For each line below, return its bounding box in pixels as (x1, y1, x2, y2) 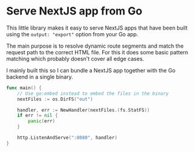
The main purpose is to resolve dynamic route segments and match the (6, 42, 184, 49)
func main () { (6, 84, 42, 91)
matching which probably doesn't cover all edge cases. (6, 55, 144, 62)
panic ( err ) (28, 118, 56, 124)
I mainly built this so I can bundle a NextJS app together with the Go (6, 66, 176, 74)
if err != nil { (17, 113, 59, 119)
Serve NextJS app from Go (6, 4, 143, 18)
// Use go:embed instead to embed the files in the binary (17, 90, 169, 97)
